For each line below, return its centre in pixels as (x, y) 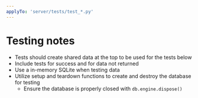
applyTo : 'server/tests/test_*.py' (50, 12)
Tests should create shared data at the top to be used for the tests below (103, 57)
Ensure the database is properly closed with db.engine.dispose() (103, 89)
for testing (27, 82)
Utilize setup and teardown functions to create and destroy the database (103, 76)
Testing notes (40, 40)
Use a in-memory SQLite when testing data (67, 70)
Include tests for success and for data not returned (77, 63)
